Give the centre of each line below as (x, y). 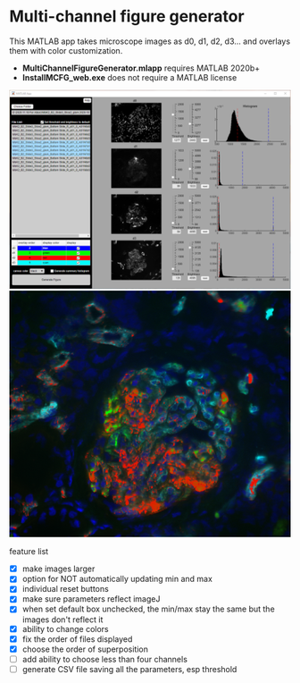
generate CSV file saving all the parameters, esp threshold (129, 669)
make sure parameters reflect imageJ (91, 599)
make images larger (58, 569)
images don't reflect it (62, 620)
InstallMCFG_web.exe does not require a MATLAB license (129, 77)
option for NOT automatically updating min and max (117, 579)
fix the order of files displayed (77, 639)
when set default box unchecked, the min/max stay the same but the (148, 609)
